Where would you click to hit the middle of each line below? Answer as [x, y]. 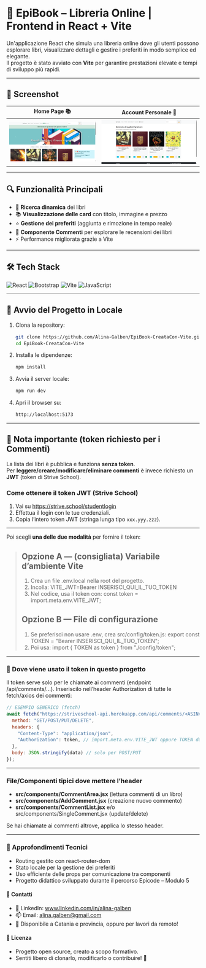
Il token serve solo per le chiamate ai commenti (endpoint [79, 682]
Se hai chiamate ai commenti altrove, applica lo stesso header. [85, 826]
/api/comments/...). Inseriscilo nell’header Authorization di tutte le [89, 689]
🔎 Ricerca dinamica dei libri [50, 207]
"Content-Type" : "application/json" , [66, 733]
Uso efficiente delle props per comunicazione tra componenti [93, 874]
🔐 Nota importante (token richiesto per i [83, 439]
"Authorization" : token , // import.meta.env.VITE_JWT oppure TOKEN [105, 740]
